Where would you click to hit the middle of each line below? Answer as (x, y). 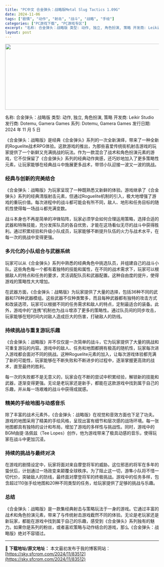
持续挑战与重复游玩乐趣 (32, 330)
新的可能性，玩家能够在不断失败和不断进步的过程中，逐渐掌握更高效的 (80, 360)
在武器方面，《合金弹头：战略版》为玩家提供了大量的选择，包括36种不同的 (79, 292)
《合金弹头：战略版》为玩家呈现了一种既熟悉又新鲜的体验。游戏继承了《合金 (82, 190)
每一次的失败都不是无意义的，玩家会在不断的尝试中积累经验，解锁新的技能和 (82, 377)
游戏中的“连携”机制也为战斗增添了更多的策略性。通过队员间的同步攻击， (86, 310)
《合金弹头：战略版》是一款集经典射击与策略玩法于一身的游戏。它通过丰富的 (82, 509)
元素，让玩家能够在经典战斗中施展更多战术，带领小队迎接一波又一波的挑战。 (82, 164)
